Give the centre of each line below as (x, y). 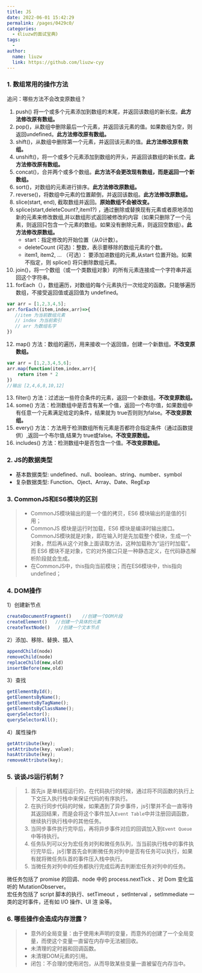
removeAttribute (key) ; (35, 760)
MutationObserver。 (44, 887)
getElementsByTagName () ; (38, 703)
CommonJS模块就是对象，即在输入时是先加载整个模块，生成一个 (111, 536)
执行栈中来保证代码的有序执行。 (91, 799)
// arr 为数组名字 (35, 326)
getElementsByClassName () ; (41, 709)
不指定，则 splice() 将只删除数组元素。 (72, 262)
